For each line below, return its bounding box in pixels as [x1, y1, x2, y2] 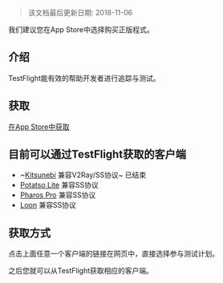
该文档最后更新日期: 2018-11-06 [27, 8, 133, 17]
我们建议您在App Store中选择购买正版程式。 [8, 25, 154, 34]
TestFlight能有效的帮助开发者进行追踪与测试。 [8, 73, 160, 83]
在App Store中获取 [8, 122, 70, 131]
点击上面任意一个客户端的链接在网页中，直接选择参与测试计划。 [8, 249, 219, 259]
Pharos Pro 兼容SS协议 [19, 190, 96, 200]
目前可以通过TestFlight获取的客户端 [8, 148, 187, 161]
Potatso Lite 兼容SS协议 [19, 180, 99, 190]
